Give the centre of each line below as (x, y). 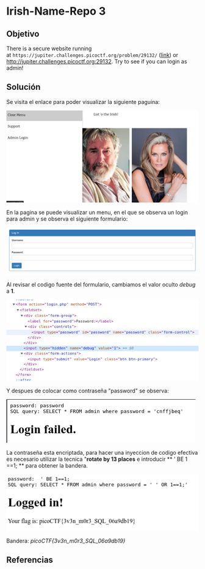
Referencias (30, 560)
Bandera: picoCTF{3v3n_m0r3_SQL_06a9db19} (66, 541)
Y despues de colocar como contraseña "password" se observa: (88, 391)
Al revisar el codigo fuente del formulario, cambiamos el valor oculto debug (101, 285)
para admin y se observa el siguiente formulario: (67, 219)
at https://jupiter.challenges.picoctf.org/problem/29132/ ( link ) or (92, 55)
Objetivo (23, 34)
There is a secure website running (49, 48)
